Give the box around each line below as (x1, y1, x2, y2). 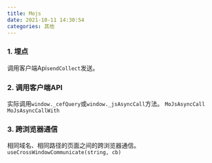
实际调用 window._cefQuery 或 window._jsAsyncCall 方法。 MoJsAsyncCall (7, 99, 205, 107)
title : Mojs (7, 10, 41, 17)
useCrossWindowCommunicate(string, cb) (7, 149, 122, 156)
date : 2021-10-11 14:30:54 (7, 17, 85, 23)
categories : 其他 (7, 23, 55, 30)
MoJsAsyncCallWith (7, 107, 60, 114)
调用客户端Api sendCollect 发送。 (7, 63, 99, 72)
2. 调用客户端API (7, 83, 63, 92)
